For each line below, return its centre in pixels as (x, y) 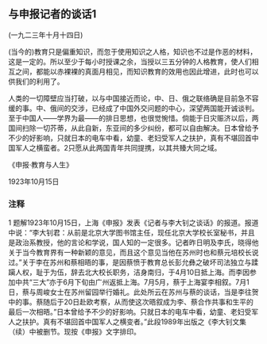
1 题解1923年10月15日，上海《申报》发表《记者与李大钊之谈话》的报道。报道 (133, 223)
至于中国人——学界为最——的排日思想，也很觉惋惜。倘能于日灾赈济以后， (130, 118)
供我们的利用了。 (36, 81)
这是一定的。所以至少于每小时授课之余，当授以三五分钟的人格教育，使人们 (130, 61)
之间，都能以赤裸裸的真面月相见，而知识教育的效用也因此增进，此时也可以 (137, 71)
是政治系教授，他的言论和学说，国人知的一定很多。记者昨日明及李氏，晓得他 (133, 243)
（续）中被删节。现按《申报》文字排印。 (74, 332)
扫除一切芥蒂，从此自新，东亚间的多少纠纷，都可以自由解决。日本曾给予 (140, 128)
